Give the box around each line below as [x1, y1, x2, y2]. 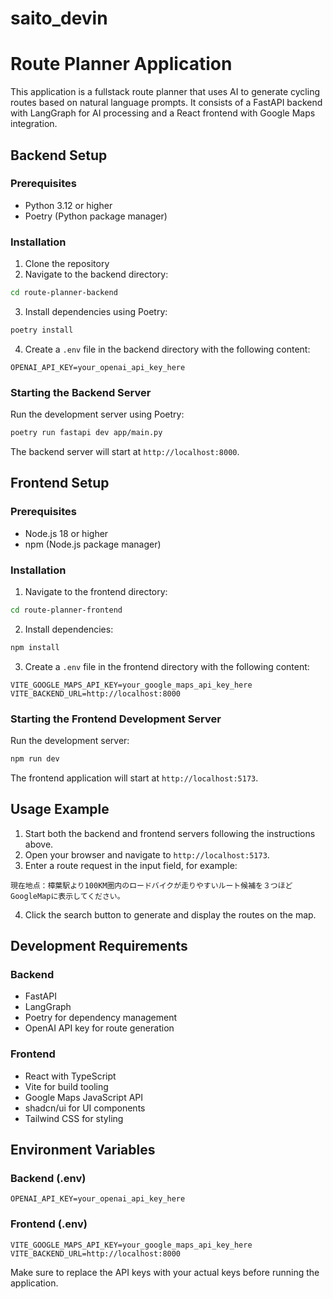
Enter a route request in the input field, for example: [24, 859, 238, 871]
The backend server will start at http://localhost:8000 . [10, 446, 240, 458]
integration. [10, 118, 58, 130]
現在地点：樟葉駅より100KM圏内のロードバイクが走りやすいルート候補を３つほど [10, 880, 293, 891]
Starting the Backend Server [10, 385, 152, 399]
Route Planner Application [10, 53, 233, 76]
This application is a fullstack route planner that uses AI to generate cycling [10, 86, 320, 98]
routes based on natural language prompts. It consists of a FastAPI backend [10, 97, 323, 109]
